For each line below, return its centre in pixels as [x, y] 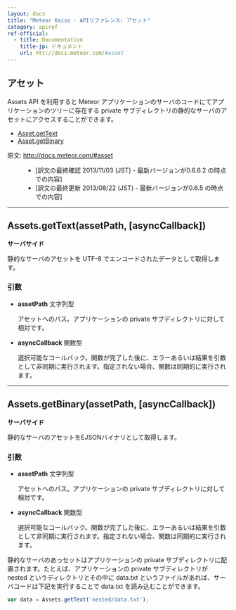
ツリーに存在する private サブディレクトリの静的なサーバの [136, 110]
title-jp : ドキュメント [51, 46]
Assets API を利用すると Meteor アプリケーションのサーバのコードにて [110, 101]
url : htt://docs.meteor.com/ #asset [72, 53]
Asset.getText [38, 133]
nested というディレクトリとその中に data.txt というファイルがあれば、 [111, 577]
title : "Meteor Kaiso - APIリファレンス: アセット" [79, 20]
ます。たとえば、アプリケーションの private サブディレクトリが [117, 568]
